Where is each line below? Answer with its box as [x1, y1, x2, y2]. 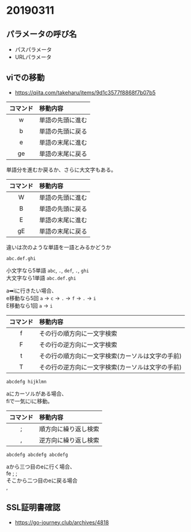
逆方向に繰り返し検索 [39, 436, 100, 444]
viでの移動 [6, 72, 45, 83]
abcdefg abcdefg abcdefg [6, 452, 68, 458]
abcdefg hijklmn [6, 379, 47, 385]
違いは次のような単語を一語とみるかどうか [6, 243, 111, 250]
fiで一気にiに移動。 [6, 397, 53, 404]
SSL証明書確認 [6, 503, 61, 513]
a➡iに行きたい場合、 [6, 287, 57, 294]
